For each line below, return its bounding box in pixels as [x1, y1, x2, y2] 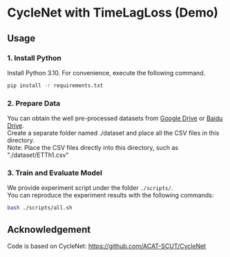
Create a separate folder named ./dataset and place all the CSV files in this [7, 129, 220, 137]
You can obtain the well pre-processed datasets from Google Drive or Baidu [7, 114, 223, 122]
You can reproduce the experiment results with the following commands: [7, 191, 214, 200]
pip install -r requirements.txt [7, 82, 104, 89]
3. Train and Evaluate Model [7, 168, 102, 178]
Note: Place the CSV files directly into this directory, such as [7, 144, 178, 152]
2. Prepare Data [7, 98, 61, 108]
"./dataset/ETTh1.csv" [7, 151, 69, 160]
